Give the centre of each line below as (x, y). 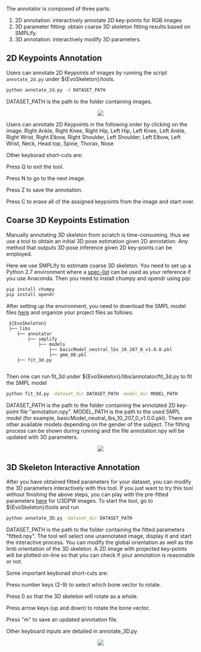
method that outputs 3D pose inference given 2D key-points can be (89, 247)
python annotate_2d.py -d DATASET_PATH (56, 90)
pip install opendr (31, 295)
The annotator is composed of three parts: (58, 9)
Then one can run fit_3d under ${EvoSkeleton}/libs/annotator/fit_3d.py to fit (99, 376)
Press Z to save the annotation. (45, 190)
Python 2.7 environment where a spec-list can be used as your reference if (99, 271)
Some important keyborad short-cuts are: (57, 573)
